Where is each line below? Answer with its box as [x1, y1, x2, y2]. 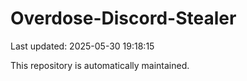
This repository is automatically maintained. [10, 59, 190, 71]
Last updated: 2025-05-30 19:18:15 [10, 40, 155, 52]
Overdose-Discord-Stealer [10, 7, 237, 30]
